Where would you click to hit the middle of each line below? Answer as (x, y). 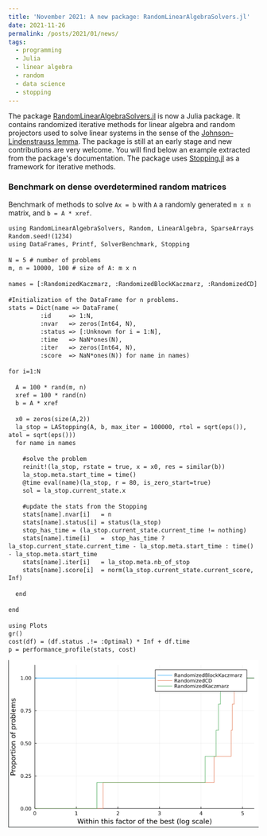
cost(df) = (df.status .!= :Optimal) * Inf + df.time (99, 641)
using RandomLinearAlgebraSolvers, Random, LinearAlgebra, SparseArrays (131, 228)
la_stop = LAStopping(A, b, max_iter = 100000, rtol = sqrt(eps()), (131, 427)
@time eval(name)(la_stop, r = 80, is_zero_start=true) (117, 482)
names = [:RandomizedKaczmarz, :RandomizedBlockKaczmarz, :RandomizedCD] (133, 284)
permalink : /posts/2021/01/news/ (64, 33)
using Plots (28, 625)
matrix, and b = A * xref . (50, 213)
